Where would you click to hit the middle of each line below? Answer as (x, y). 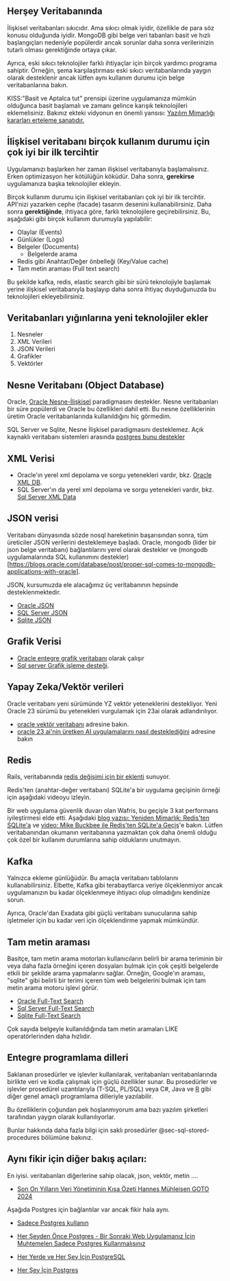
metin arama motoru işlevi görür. (53, 987)
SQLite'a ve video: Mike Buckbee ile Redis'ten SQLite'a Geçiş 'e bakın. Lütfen (115, 825)
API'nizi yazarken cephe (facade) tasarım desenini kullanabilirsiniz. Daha (110, 204)
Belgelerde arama (52, 254)
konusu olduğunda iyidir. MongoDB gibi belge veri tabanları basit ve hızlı (109, 35)
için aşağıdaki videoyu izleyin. (49, 797)
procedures (23, 1137)
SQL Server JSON (42, 612)
